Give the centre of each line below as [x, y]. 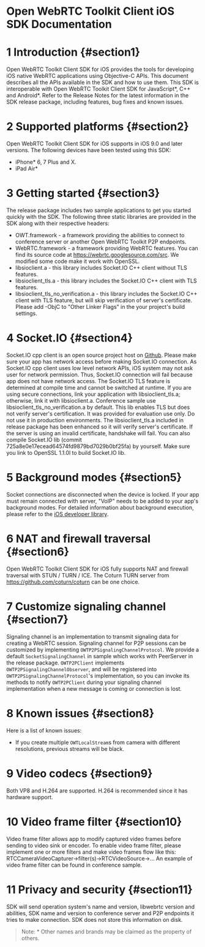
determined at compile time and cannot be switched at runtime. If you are [99, 387]
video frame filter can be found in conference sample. [74, 865]
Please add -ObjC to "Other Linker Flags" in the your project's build [100, 307]
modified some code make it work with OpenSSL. [77, 261]
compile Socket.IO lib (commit [44, 439]
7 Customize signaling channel [86, 607]
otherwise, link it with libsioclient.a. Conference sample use [81, 400]
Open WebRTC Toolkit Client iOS [91, 11]
